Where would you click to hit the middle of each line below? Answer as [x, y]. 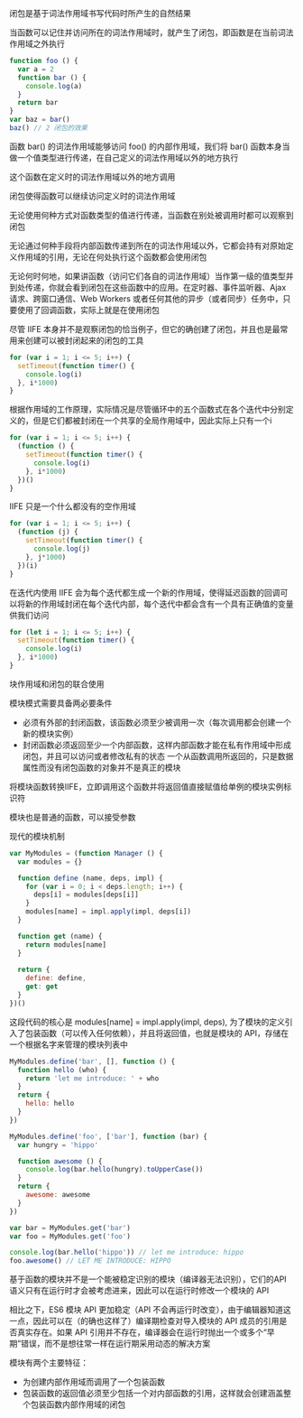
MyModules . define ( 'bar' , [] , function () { [92, 1061]
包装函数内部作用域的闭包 [78, 1404]
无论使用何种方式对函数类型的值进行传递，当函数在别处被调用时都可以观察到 [151, 215]
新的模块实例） [50, 733]
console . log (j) [62, 549]
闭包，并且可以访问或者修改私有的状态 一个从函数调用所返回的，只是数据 [158, 755]
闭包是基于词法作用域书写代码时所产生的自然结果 [100, 13]
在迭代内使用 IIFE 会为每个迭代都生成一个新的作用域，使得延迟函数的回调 [145, 592]
